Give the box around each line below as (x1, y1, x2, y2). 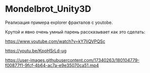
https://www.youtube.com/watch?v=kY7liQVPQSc (5, 38, 106, 44)
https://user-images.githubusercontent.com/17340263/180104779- (5, 57, 140, 63)
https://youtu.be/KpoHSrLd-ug (5, 48, 67, 54)
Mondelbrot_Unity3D (5, 3, 92, 15)
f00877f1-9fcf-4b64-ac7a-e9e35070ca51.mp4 (5, 62, 99, 68)
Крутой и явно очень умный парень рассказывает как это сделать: (5, 29, 146, 35)
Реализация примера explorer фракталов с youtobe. (5, 19, 113, 25)
